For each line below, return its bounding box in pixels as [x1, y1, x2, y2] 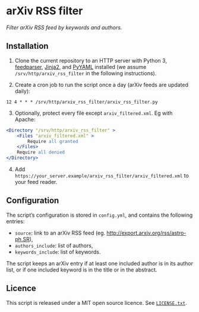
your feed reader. [14, 179, 58, 185]
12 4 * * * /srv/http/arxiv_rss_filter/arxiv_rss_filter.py [6, 99, 159, 105]
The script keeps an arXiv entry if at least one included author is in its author [6, 260, 193, 267]
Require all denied [17, 149, 65, 155]
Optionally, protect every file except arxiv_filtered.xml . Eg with [14, 109, 173, 117]
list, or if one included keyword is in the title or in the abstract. [6, 266, 157, 273]
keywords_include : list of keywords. [14, 248, 101, 255]
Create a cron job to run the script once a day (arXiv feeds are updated [14, 81, 189, 88]
